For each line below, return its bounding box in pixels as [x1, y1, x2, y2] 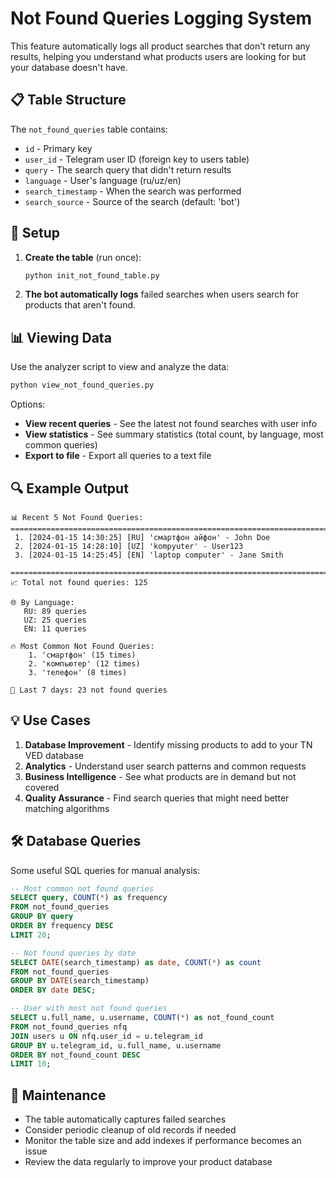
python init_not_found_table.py [24, 270, 160, 281]
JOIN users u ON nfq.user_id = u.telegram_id [10, 1031, 203, 1041]
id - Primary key [24, 142, 93, 154]
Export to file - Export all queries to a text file [24, 450, 212, 462]
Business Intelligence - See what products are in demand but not [24, 770, 297, 782]
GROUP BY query [10, 912, 74, 922]
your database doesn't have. [10, 61, 128, 73]
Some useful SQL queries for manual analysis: [10, 864, 200, 876]
